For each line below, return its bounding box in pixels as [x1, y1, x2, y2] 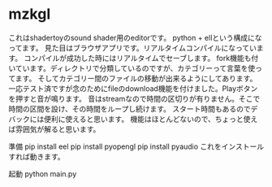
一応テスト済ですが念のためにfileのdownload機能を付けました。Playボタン [8, 83, 258, 93]
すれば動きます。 [8, 151, 65, 161]
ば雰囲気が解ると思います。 [8, 124, 101, 134]
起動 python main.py [8, 168, 77, 179]
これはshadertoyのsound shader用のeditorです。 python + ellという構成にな [8, 33, 262, 42]
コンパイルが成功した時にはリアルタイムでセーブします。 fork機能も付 [24, 53, 259, 63]
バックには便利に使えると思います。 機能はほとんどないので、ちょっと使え [8, 114, 258, 124]
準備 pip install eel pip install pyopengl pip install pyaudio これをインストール [8, 141, 265, 151]
